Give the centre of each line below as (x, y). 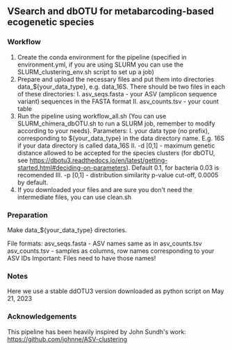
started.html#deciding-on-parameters (72, 167)
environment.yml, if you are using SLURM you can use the (100, 64)
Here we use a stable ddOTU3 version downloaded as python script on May (116, 291)
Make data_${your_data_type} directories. (67, 230)
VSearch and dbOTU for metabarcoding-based (110, 11)
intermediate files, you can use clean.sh (74, 197)
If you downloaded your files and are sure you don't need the (105, 189)
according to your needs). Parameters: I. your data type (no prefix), (113, 130)
